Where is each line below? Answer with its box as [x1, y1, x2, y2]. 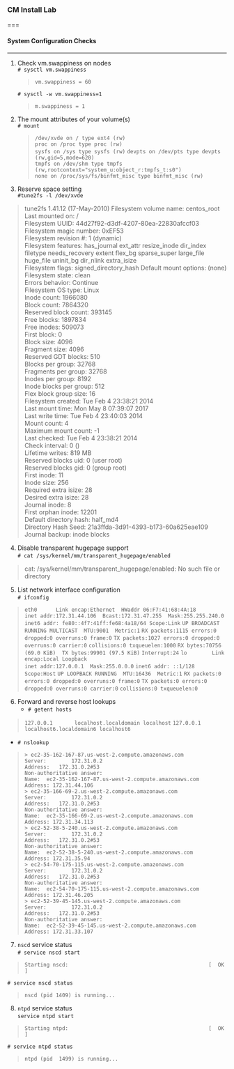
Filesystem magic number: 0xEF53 [24, 226, 124, 235]
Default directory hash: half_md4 [24, 515, 119, 523]
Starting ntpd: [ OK [24, 1024, 224, 1032]
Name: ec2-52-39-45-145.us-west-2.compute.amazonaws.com [24, 922, 196, 929]
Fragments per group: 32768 [24, 367, 107, 376]
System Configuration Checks [7, 36, 97, 45]
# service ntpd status [7, 1043, 73, 1050]
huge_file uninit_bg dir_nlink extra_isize [24, 256, 137, 264]
